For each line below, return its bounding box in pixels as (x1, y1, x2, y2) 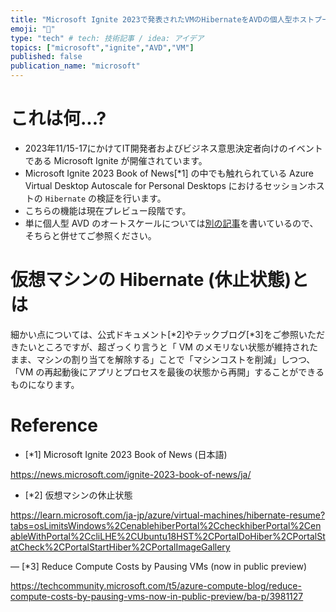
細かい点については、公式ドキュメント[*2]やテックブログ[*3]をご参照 (10, 328, 299, 340)
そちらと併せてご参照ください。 (24, 229, 157, 241)
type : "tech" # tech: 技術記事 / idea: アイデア (10, 33, 205, 43)
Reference (10, 414, 98, 437)
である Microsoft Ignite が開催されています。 (24, 154, 208, 166)
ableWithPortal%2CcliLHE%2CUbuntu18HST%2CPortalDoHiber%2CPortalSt (10, 530, 326, 542)
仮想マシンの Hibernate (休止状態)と (10, 269, 310, 291)
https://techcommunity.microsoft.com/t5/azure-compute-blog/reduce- (10, 579, 302, 591)
